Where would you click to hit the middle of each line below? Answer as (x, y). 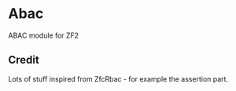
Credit (24, 60)
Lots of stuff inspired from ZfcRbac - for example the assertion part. (118, 78)
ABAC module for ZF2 (44, 35)
